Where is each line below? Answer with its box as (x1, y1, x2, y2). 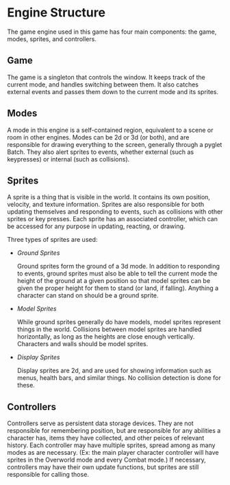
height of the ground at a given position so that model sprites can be (16, 277, 211, 285)
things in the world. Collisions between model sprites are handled (16, 325, 202, 334)
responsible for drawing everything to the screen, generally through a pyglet (7, 140, 222, 148)
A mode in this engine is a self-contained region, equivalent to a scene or (7, 126, 214, 134)
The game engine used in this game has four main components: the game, (7, 27, 217, 36)
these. (16, 381, 36, 390)
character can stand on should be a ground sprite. (16, 291, 159, 300)
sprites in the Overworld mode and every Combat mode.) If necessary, (7, 455, 207, 464)
